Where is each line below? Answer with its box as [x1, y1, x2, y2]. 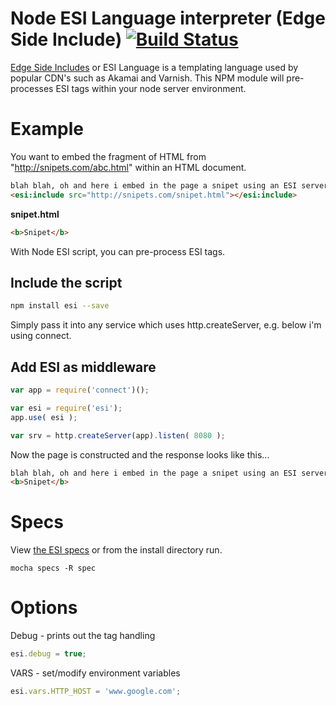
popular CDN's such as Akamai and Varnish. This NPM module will [10, 72, 285, 84]
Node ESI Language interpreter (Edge [10, 7, 326, 30]
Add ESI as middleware [10, 358, 157, 376]
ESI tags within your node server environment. [55, 82, 247, 94]
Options [10, 597, 78, 619]
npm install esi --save [10, 301, 110, 311]
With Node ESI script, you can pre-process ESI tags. [10, 245, 226, 257]
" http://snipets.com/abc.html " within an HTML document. [10, 161, 247, 173]
